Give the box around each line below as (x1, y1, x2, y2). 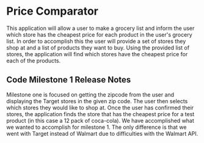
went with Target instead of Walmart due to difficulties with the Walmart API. (6, 130, 199, 137)
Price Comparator (6, 4, 99, 18)
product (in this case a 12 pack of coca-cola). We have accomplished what (6, 117, 194, 124)
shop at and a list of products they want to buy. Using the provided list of (6, 44, 190, 51)
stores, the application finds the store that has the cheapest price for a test (6, 110, 195, 117)
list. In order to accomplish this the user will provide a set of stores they (6, 37, 186, 45)
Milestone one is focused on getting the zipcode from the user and (6, 90, 175, 98)
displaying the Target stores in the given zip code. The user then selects (6, 97, 188, 105)
